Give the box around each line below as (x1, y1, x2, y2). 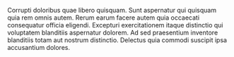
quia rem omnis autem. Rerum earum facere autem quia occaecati (7, 13, 200, 22)
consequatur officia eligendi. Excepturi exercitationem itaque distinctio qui (7, 21, 224, 29)
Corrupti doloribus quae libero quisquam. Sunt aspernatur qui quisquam (7, 6, 217, 14)
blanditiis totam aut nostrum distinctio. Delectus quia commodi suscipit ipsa (7, 36, 228, 44)
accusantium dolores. (7, 44, 71, 51)
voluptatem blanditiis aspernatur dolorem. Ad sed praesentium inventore (7, 28, 218, 37)
